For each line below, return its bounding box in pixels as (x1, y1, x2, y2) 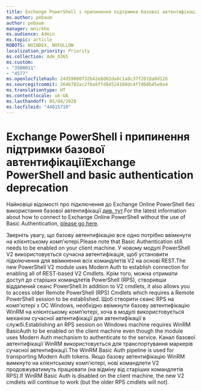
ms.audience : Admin (6, 31, 55, 37)
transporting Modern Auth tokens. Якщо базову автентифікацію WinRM (6, 353, 185, 360)
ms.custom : (6, 59, 34, 65)
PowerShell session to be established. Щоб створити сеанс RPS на (6, 295, 174, 303)
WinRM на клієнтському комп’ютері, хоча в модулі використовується (6, 308, 185, 316)
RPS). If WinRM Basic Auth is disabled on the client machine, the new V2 (6, 372, 185, 380)
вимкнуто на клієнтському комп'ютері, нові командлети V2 (6, 359, 159, 367)
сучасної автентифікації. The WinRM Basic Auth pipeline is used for (6, 346, 174, 354)
